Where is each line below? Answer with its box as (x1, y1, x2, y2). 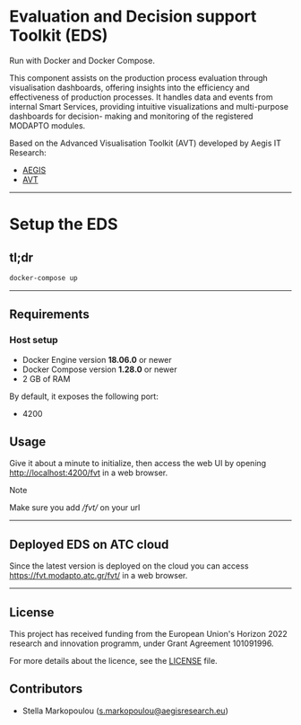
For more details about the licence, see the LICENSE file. (9, 655, 218, 666)
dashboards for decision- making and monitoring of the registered (9, 111, 254, 121)
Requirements (9, 307, 90, 323)
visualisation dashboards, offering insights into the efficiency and (9, 82, 250, 93)
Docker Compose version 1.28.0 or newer (21, 364, 177, 375)
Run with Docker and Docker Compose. (9, 55, 155, 66)
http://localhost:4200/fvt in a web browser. (9, 467, 168, 478)
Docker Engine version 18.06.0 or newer (21, 354, 172, 365)
